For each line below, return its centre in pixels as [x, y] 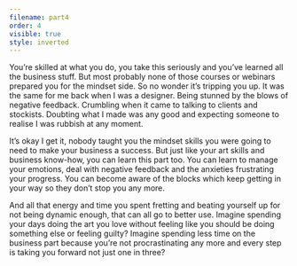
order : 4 [25, 26]
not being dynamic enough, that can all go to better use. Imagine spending [145, 215]
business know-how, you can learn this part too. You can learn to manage [144, 160]
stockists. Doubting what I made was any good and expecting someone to [144, 114]
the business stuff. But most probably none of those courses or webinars [142, 77]
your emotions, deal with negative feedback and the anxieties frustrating [142, 169]
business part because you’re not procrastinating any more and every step [145, 243]
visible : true [35, 34]
